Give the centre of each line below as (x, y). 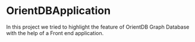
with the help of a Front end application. (55, 33)
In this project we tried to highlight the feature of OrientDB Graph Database (98, 27)
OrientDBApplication (59, 11)
